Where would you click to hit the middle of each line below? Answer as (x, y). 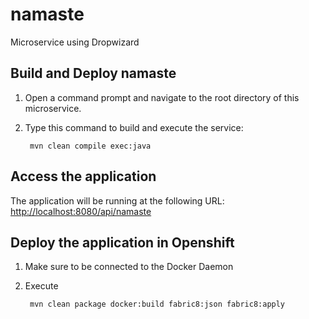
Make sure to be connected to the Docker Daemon (129, 267)
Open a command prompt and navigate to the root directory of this (162, 97)
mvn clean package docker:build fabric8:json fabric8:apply (157, 304)
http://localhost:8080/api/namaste (81, 211)
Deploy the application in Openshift (122, 242)
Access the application (83, 176)
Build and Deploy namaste (93, 73)
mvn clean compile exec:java (90, 146)
